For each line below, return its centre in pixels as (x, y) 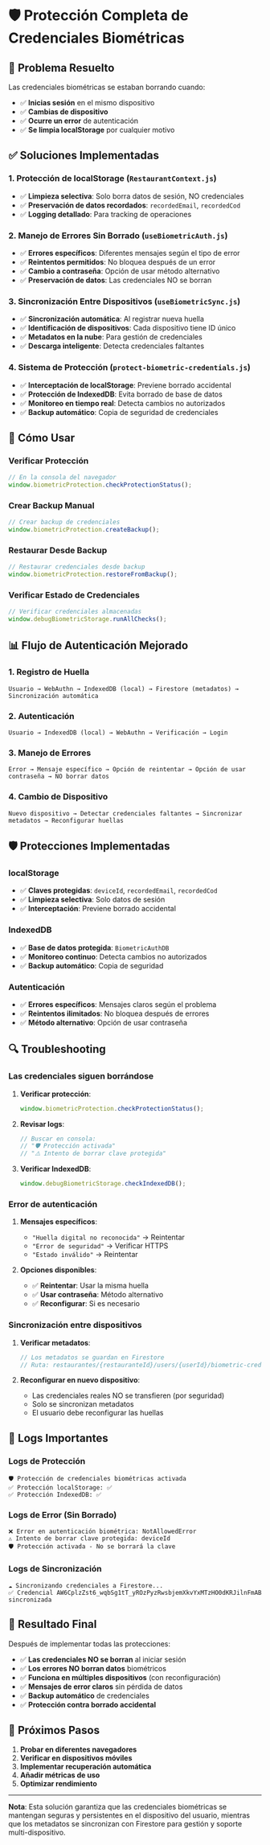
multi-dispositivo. (37, 1833)
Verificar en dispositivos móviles (76, 1758)
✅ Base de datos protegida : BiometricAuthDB (94, 947)
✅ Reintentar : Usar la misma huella (90, 1286)
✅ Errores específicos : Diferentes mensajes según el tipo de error (130, 253)
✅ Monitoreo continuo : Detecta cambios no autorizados (113, 956)
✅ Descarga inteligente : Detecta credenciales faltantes (112, 346)
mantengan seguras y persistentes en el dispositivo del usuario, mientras (129, 1815)
